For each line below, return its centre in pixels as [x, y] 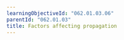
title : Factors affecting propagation [62, 26]
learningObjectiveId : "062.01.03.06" [60, 13]
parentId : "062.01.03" [39, 20]
